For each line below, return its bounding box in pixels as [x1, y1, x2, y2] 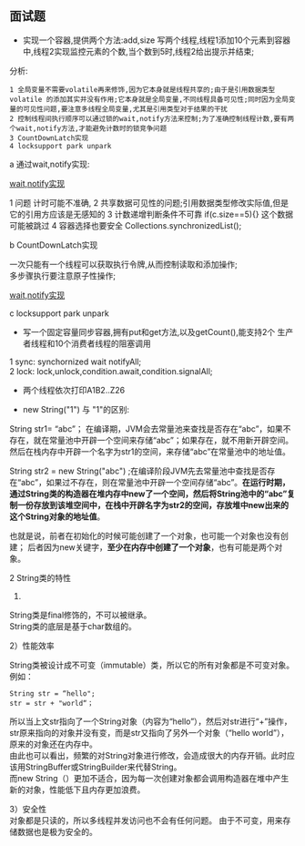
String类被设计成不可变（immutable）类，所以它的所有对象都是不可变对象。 [9, 659, 295, 670]
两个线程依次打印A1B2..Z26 [22, 384, 126, 395]
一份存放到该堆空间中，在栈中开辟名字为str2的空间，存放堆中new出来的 [16, 499, 290, 510]
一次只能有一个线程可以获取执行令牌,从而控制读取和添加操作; [9, 259, 239, 270]
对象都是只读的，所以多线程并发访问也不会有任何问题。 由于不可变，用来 [9, 814, 283, 826]
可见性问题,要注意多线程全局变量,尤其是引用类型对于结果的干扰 [22, 104, 228, 114]
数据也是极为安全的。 [16, 826, 97, 837]
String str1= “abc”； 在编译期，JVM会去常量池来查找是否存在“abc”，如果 [9, 423, 284, 434]
